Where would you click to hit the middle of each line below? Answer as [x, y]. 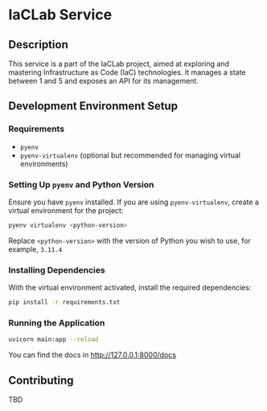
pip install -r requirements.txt [64, 302]
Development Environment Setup [93, 106]
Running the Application [57, 323]
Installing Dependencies [57, 269]
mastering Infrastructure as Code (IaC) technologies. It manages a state [127, 72]
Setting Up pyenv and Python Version [81, 184]
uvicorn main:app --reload [53, 339]
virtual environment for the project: [66, 210]
